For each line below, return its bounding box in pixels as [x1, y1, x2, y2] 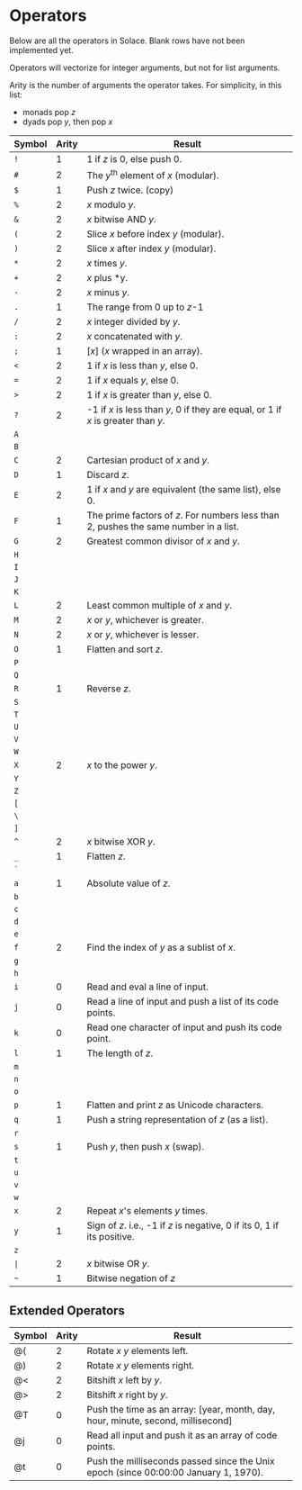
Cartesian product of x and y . [86, 454, 209, 466]
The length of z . [86, 1047, 154, 1060]
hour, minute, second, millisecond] [86, 1414, 233, 1427]
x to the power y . [86, 759, 157, 772]
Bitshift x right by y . [86, 1388, 168, 1401]
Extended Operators [9, 1303, 126, 1318]
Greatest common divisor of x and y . [86, 535, 240, 547]
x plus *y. [86, 272, 129, 284]
